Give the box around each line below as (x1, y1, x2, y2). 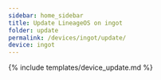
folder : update (8, 26, 59, 34)
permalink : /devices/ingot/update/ (8, 33, 127, 42)
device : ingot (8, 41, 56, 49)
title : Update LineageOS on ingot (8, 19, 124, 27)
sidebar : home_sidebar (8, 11, 84, 20)
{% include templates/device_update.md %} (8, 63, 154, 72)
